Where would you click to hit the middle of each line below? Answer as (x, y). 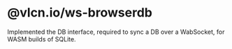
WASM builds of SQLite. (42, 39)
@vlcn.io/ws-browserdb (80, 13)
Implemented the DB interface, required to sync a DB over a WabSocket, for (116, 32)
